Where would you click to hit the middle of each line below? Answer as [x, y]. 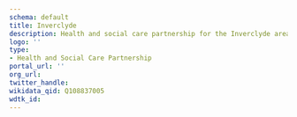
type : [19, 50]
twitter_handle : [39, 83]
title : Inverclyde [43, 26]
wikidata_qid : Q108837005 [57, 91]
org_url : [25, 75]
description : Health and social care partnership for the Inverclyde [140, 33]
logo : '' [25, 42]
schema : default [39, 17]
